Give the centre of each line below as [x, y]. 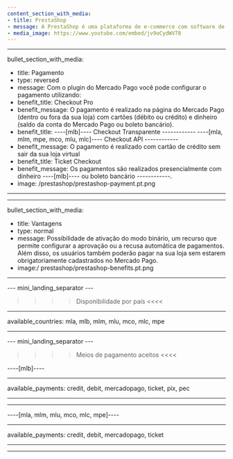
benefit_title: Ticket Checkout [59, 161]
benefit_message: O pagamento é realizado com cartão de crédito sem [119, 147]
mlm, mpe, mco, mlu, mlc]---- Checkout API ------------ [98, 139]
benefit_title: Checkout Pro [55, 102]
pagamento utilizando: [49, 95]
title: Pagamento [41, 73]
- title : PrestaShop [37, 20]
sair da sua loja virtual [49, 154]
